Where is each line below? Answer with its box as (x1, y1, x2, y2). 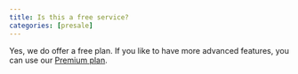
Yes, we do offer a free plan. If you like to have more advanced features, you (9, 45, 289, 55)
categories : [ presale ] (9, 21, 93, 30)
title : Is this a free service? (9, 12, 129, 22)
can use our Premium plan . (9, 55, 109, 65)
